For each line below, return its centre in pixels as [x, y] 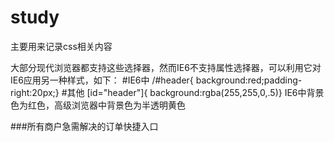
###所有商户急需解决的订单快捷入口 [84, 126]
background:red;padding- [249, 80]
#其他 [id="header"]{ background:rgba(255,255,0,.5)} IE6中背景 [193, 92]
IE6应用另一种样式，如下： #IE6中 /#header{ [102, 80]
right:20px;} [35, 92]
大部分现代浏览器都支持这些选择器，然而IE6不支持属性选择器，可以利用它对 [166, 67]
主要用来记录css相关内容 [61, 46]
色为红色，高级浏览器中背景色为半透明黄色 [98, 105]
